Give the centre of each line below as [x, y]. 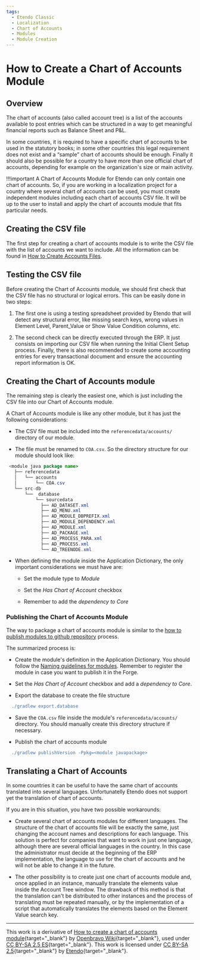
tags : [13, 12]
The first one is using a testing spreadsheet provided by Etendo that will [103, 313]
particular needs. [27, 210]
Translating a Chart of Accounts [67, 771]
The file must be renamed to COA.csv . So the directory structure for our [101, 449]
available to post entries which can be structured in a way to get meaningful [99, 124]
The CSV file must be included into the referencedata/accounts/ [93, 431]
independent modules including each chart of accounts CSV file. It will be [96, 198]
